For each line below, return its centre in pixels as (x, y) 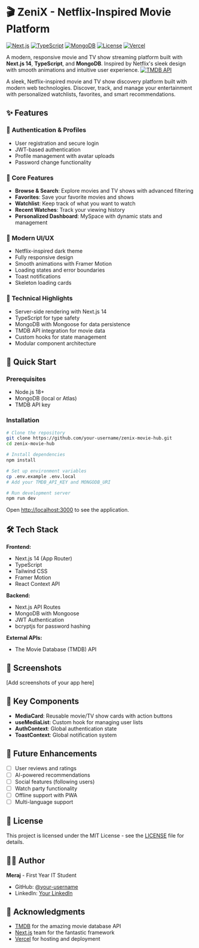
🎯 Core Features (30, 178)
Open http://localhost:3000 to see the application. (68, 510)
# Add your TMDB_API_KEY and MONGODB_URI (59, 482)
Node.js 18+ (30, 392)
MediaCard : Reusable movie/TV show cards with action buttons (94, 716)
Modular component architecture (56, 343)
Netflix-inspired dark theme (49, 251)
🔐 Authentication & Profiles (46, 130)
